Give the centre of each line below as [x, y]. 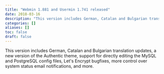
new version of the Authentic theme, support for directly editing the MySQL [81, 55]
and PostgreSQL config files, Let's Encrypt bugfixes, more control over [76, 61]
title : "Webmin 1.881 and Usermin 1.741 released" [58, 9]
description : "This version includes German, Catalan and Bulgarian [76, 18]
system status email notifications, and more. [50, 66]
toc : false [16, 32]
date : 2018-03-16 [23, 14]
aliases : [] [17, 28]
